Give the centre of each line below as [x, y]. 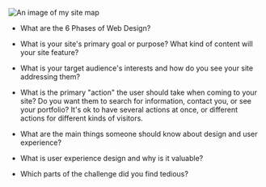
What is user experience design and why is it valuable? [112, 158]
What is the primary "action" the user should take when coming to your [138, 92]
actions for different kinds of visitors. [81, 118]
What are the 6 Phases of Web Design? [85, 28]
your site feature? [49, 52]
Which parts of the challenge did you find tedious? [104, 174]
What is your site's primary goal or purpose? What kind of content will [136, 44]
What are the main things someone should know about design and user [139, 134]
